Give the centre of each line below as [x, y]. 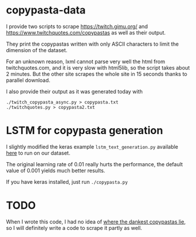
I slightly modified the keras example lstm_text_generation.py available [92, 146]
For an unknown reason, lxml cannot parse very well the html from [85, 61]
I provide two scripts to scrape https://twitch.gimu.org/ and [77, 26]
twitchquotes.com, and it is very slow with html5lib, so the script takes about [98, 67]
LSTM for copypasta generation [85, 131]
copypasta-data [46, 10]
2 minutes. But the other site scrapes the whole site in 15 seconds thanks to [97, 74]
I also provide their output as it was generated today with [74, 91]
